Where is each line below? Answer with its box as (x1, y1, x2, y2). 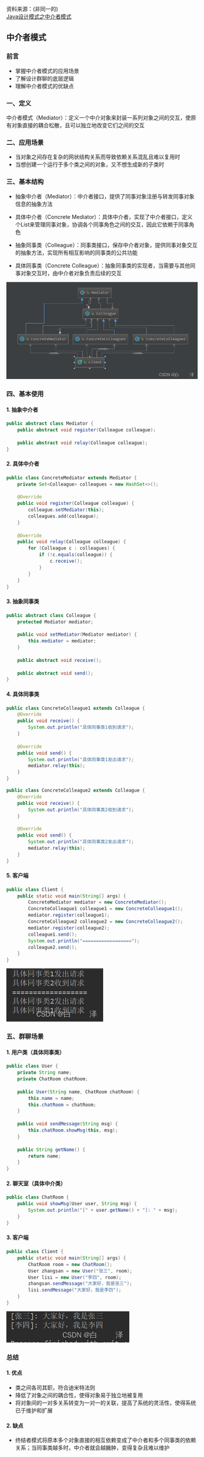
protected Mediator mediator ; (17, 619, 94, 625)
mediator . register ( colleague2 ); (28, 925, 110, 931)
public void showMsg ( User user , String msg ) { (17, 1201, 137, 1207)
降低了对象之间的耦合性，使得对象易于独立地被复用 (15, 1392, 143, 1399)
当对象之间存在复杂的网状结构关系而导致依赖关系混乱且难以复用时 (15, 153, 180, 161)
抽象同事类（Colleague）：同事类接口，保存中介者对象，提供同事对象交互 (15, 241, 198, 248)
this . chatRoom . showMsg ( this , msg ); (28, 1127, 118, 1133)
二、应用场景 (6, 138, 44, 147)
